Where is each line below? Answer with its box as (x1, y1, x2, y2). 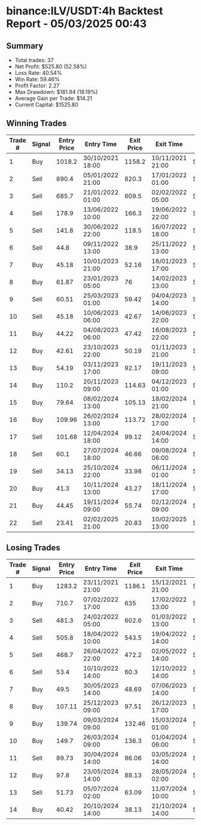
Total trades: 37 (14, 57, 54, 63)
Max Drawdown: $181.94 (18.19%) (14, 89, 98, 95)
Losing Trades (6, 543, 61, 553)
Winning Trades (6, 118, 67, 129)
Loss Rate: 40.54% (14, 69, 62, 76)
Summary (6, 41, 44, 51)
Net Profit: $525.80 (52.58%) (14, 63, 87, 70)
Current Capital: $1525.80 (14, 101, 79, 108)
